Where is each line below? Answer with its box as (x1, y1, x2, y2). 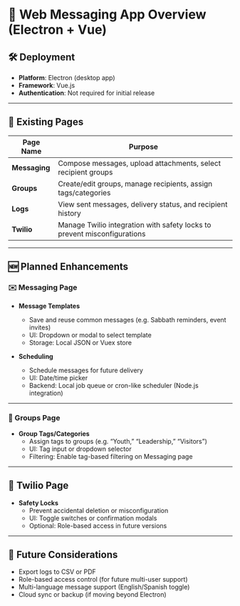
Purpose (128, 141, 159, 151)
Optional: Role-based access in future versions (28, 521, 167, 530)
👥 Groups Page (8, 413, 61, 423)
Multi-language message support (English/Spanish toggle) (18, 582, 190, 592)
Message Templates (18, 302, 80, 310)
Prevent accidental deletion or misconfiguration (28, 506, 169, 515)
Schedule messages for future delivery (28, 366, 143, 374)
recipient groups (57, 167, 113, 177)
